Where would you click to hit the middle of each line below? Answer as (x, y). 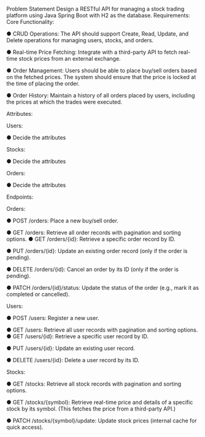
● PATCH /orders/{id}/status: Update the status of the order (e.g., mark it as (103, 288)
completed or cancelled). (38, 294)
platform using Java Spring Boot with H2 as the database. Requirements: (98, 15)
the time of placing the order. (43, 83)
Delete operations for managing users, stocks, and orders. (80, 40)
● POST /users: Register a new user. (53, 318)
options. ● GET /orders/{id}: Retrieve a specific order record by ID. (91, 239)
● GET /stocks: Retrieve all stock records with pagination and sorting (94, 384)
